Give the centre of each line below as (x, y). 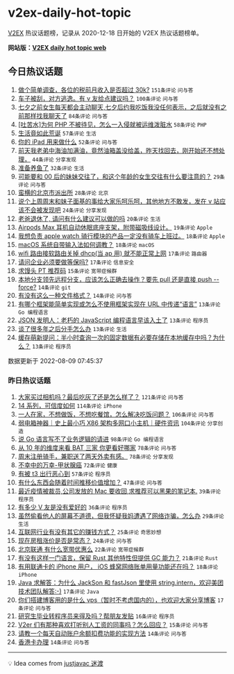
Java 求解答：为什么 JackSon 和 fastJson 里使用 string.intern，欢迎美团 (121, 583)
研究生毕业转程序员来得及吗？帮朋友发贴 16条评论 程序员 (96, 616)
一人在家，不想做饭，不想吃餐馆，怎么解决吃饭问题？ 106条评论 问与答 (116, 414)
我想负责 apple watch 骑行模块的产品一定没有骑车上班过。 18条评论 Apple (121, 236)
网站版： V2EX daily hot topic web (57, 47)
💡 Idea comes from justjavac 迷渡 (56, 664)
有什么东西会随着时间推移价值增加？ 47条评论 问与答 (90, 482)
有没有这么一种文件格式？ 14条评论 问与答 (75, 295)
